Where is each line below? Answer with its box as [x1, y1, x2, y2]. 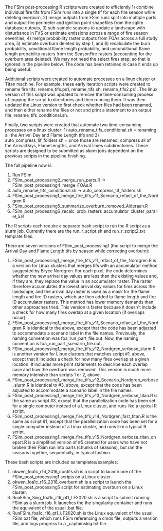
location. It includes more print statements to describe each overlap [12, 361, 148, 367]
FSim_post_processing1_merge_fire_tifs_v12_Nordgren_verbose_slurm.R [12, 346, 156, 352]
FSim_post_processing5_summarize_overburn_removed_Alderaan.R [12, 203, 148, 209]
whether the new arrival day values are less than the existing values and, [12, 273, 158, 279]
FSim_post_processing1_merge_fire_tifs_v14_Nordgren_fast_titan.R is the [12, 413, 157, 419]
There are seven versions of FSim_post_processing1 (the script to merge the [5, 243, 158, 248]
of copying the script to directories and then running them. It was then [5, 97, 146, 102]
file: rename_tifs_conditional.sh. [5, 112, 69, 118]
